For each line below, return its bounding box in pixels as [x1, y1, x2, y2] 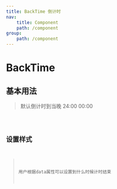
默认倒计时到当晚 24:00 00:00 [20, 103, 93, 109]
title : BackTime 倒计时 [6, 8, 61, 15]
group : [6, 31, 22, 36]
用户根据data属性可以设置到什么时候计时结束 [18, 168, 112, 175]
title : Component [16, 19, 59, 25]
